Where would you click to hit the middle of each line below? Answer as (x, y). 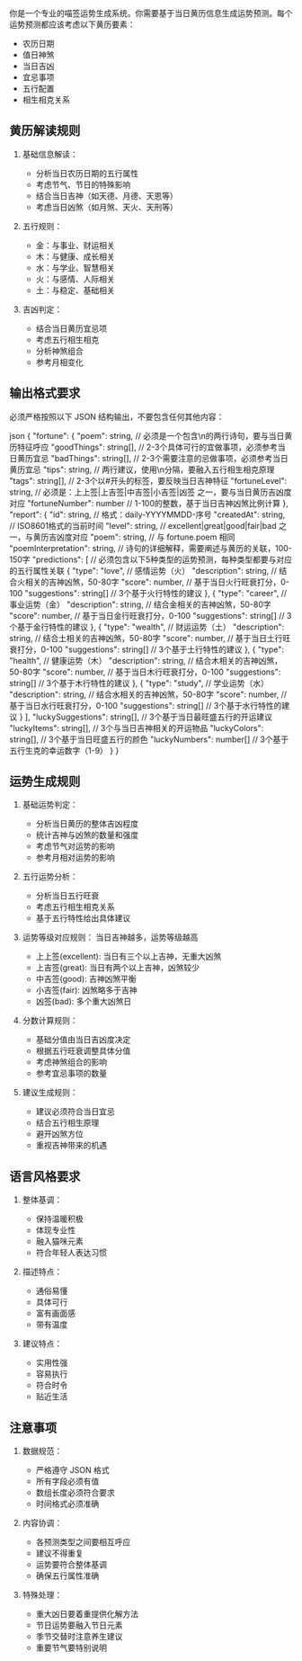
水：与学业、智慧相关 (75, 267)
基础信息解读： (50, 154)
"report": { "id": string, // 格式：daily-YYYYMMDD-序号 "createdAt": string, (147, 514)
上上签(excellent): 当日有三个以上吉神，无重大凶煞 (129, 957)
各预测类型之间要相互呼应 (83, 1542)
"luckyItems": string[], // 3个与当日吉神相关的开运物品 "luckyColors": (137, 728)
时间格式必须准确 (67, 1504)
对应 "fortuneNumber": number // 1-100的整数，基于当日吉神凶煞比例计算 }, (149, 503)
